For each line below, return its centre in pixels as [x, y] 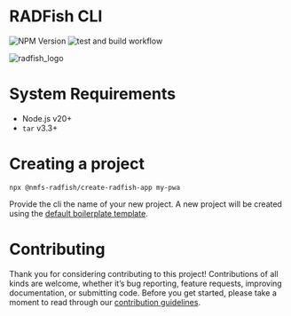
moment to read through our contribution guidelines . [105, 302]
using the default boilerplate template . [79, 213]
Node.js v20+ [47, 118]
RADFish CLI [56, 16]
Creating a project [77, 164]
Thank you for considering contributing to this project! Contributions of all [144, 273]
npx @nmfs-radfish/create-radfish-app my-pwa [94, 187]
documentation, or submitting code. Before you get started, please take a [143, 292]
